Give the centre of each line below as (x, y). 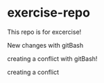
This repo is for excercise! (44, 32)
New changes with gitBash (45, 45)
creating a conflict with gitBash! (52, 58)
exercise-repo (49, 13)
